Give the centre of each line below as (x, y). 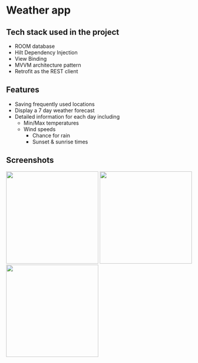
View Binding (31, 59)
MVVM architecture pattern (48, 65)
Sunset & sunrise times (60, 142)
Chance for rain (51, 135)
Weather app (38, 10)
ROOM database (34, 46)
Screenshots (30, 160)
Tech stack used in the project (63, 32)
